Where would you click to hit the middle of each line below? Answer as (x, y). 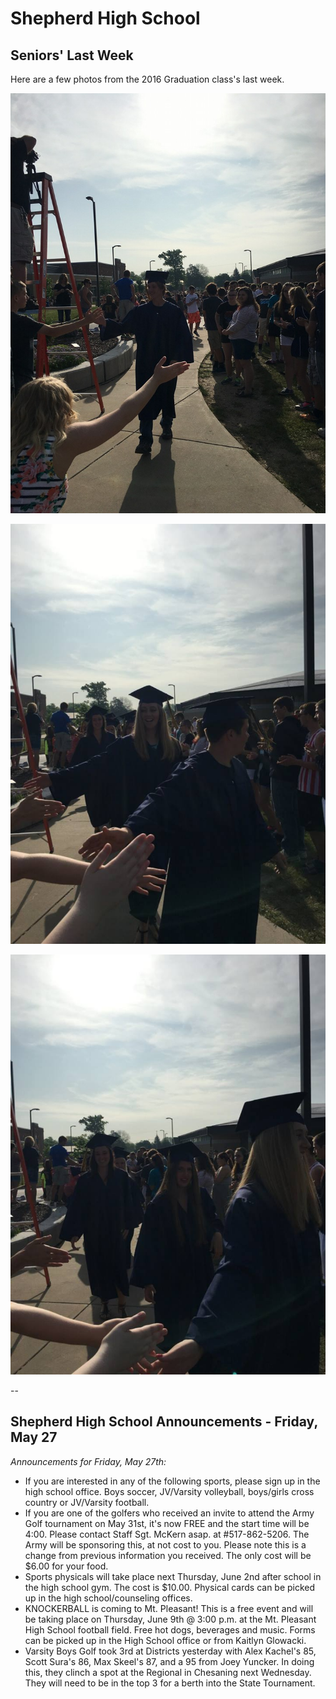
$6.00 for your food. (66, 1566)
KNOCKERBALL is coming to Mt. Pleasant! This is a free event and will (169, 1608)
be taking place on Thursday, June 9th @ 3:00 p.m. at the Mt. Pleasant (170, 1619)
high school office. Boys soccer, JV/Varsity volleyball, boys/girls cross (169, 1491)
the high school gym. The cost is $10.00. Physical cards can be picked (170, 1587)
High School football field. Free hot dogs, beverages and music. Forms (170, 1629)
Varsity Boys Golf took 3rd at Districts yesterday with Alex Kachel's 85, (170, 1651)
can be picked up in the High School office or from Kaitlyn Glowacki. (165, 1640)
